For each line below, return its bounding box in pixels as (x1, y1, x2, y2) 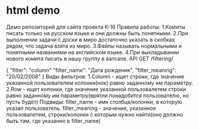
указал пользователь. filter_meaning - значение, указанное (6, 104, 156, 112)
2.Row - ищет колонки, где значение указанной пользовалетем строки (6, 85, 186, 92)
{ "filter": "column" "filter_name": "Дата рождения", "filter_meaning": (6, 66, 176, 73)
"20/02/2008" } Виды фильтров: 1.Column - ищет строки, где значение (6, 73, 185, 80)
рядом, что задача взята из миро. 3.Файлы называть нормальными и (6, 42, 182, 49)
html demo (6, 4, 61, 17)
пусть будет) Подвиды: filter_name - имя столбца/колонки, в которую (6, 98, 182, 105)
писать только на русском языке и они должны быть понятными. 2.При (6, 29, 188, 36)
